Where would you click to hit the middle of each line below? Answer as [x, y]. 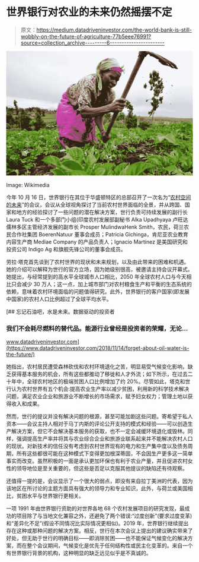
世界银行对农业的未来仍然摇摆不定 [89, 12]
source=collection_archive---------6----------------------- [92, 43]
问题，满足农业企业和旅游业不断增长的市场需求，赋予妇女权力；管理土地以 [97, 396]
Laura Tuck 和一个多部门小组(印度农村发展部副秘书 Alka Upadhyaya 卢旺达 [97, 219]
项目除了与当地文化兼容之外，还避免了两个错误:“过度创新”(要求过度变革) [104, 516]
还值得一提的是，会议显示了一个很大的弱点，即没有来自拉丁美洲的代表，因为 [99, 481]
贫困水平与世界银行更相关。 [50, 495]
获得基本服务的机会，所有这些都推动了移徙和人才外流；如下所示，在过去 [99, 374]
